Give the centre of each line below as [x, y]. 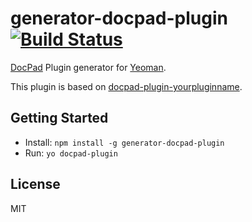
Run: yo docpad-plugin [71, 153]
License [35, 184]
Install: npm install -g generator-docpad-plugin [124, 142]
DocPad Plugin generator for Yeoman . [88, 67]
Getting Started [59, 118]
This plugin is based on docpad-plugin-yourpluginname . [126, 86]
